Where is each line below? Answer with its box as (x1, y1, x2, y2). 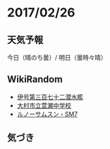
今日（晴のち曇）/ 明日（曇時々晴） (7, 54, 107, 61)
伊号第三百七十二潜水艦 (16, 93, 83, 101)
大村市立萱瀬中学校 (16, 101, 72, 109)
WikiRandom (7, 73, 63, 85)
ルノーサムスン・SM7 (16, 110, 78, 118)
